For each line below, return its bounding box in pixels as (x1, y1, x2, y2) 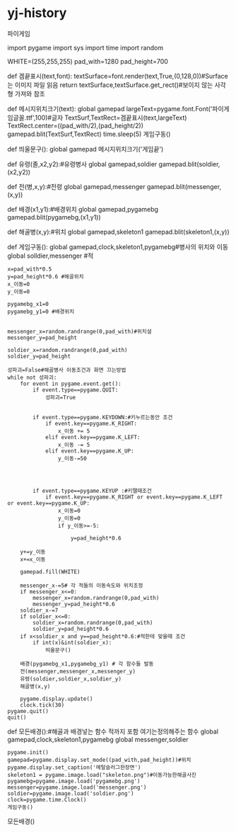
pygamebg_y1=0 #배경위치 (7, 308, 75, 315)
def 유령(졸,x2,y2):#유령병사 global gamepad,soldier (7, 159, 158, 168)
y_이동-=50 (57, 455, 87, 462)
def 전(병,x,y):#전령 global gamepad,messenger (7, 182, 146, 190)
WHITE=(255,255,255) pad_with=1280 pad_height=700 (7, 57, 168, 65)
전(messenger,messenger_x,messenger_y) (20, 668, 136, 675)
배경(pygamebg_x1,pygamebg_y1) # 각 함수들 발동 (20, 660, 154, 667)
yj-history (7, 5, 67, 21)
